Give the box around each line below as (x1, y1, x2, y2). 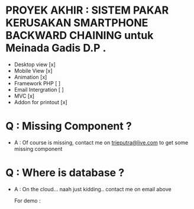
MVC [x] (14, 92, 35, 99)
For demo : (14, 197, 41, 204)
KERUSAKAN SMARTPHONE (5, 16, 148, 30)
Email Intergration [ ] (14, 86, 64, 93)
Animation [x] (14, 73, 47, 81)
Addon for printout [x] (14, 98, 67, 105)
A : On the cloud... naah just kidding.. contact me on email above (14, 185, 172, 192)
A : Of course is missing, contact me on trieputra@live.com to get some (14, 139, 189, 146)
